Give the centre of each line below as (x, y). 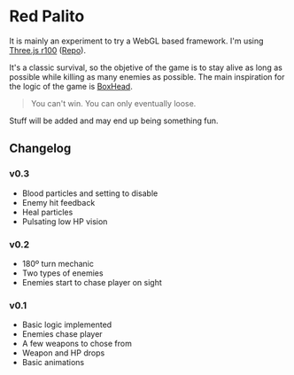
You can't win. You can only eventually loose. (113, 103)
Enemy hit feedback (58, 202)
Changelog (40, 148)
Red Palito (47, 16)
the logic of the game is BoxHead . (71, 86)
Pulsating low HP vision (65, 221)
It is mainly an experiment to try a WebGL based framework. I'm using (136, 41)
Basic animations (53, 363)
